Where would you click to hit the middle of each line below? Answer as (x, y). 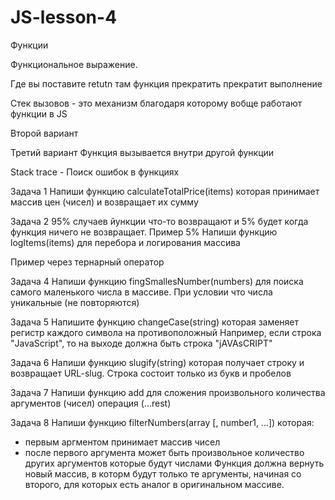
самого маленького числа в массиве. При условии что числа (141, 292)
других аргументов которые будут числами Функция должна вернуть (174, 463)
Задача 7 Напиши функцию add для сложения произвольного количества (168, 392)
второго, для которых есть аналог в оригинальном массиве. (154, 484)
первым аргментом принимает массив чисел (122, 442)
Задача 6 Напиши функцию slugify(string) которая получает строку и (157, 362)
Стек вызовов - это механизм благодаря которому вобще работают (156, 103)
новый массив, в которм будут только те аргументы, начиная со (163, 473)
